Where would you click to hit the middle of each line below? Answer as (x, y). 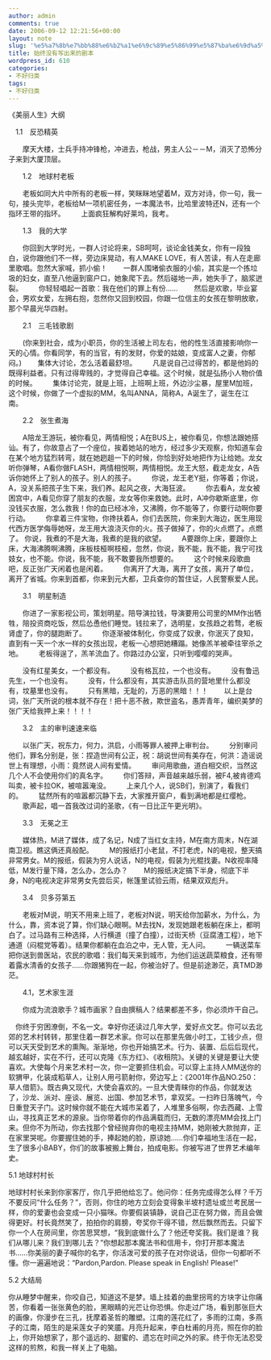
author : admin (32, 16)
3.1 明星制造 (44, 596)
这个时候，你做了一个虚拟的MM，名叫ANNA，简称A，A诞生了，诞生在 (125, 393)
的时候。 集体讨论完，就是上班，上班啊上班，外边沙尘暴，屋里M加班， (133, 383)
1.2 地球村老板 (48, 176)
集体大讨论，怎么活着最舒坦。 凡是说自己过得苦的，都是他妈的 (148, 363)
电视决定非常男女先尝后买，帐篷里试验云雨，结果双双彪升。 (134, 881)
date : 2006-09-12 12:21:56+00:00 (65, 31)
